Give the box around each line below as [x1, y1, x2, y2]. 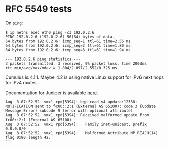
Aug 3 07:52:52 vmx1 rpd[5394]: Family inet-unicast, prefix [5, 122, 147, 127]
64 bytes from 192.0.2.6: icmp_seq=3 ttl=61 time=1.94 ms [5, 47, 131, 52]
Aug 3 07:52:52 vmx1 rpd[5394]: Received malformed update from [5, 112, 149, 118]
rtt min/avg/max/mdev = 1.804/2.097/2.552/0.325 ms [5, 65, 117, 70]
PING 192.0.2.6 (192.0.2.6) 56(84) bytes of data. [5, 34, 115, 39]
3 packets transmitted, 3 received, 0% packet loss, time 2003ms [5, 61, 147, 66]
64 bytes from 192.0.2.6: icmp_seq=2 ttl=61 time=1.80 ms [5, 43, 131, 48]
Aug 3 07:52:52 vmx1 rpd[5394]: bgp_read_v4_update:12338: [5, 99, 138, 104]
